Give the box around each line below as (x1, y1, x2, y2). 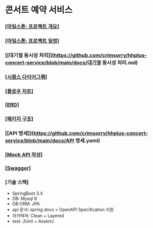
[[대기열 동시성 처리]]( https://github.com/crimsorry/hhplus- (5, 52, 147, 59)
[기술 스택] (5, 179, 29, 186)
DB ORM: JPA (12, 201, 40, 206)
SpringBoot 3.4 (12, 190, 43, 196)
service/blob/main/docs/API (5, 137, 75, 144)
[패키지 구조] (5, 115, 33, 122)
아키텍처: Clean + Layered (12, 212, 64, 218)
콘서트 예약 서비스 (5, 4, 73, 16)
